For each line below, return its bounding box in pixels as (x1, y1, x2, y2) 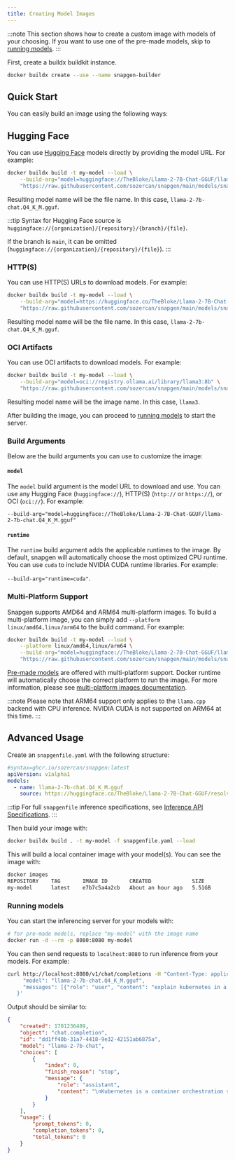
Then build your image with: (7, 824, 88, 833)
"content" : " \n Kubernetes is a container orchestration (57, 1088, 224, 1095)
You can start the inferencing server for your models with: (7, 917, 174, 925)
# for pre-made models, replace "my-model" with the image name (7, 930, 199, 938)
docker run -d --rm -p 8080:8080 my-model (7, 936, 133, 943)
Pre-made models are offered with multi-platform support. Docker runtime (7, 669, 221, 677)
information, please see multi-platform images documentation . (7, 683, 187, 692)
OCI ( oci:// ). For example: (7, 497, 84, 505)
